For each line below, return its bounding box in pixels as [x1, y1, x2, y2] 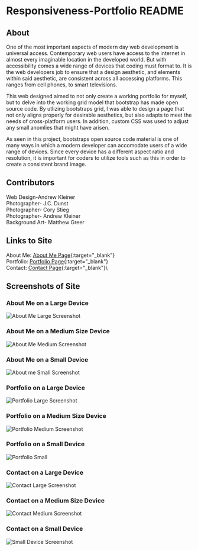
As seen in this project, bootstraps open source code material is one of [6, 136, 179, 143]
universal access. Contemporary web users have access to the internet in [6, 50, 186, 57]
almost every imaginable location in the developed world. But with [6, 56, 167, 63]
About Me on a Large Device [6, 299, 89, 307]
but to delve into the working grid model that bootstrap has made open [6, 99, 178, 106]
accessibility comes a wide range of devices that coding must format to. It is [6, 62, 192, 69]
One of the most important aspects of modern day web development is [6, 43, 179, 50]
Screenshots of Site [6, 281, 80, 291]
